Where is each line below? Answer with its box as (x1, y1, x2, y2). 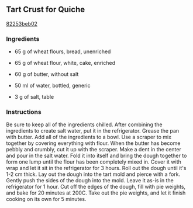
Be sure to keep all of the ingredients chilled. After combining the (6, 121, 163, 128)
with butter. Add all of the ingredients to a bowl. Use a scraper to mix (6, 134, 171, 141)
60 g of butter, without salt (14, 71, 79, 78)
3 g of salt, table (14, 93, 54, 100)
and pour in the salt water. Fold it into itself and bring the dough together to (6, 152, 187, 160)
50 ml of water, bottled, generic (14, 82, 91, 89)
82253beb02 (6, 20, 38, 27)
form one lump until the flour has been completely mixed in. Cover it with (6, 158, 181, 165)
